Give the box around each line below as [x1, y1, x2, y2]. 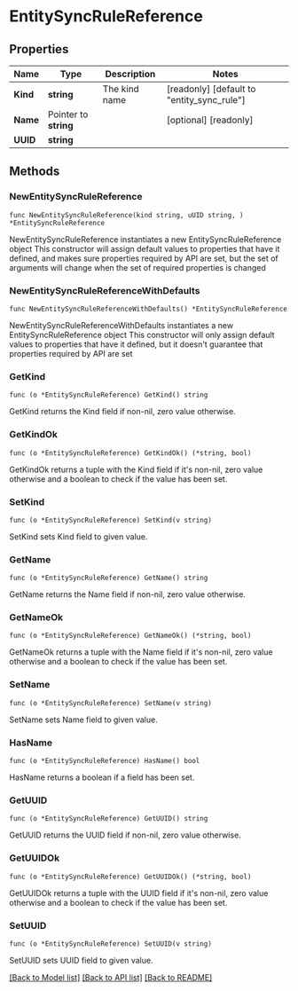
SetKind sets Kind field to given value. [9, 531, 148, 542]
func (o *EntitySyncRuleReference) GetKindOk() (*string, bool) [9, 448, 252, 458]
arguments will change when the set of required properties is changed [9, 262, 266, 272]
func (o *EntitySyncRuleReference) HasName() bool [9, 757, 200, 766]
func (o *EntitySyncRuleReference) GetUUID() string [9, 814, 208, 823]
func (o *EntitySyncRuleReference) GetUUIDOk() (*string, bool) [9, 872, 252, 881]
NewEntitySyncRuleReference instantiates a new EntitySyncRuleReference [9, 233, 282, 245]
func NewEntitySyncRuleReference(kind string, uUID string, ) [9, 210, 244, 219]
